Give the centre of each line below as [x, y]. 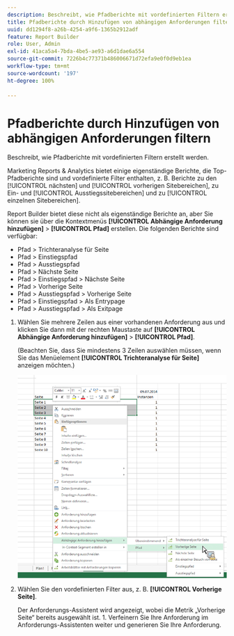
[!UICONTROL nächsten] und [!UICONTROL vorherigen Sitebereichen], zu [113, 186]
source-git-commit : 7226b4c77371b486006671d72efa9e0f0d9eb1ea [99, 59]
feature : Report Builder [43, 37]
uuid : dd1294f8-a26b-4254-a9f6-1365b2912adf [73, 29]
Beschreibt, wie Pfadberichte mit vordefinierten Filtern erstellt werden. [108, 157]
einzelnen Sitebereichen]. [44, 200]
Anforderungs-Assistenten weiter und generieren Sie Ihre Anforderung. [119, 625]
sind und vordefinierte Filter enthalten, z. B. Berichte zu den [131, 178]
